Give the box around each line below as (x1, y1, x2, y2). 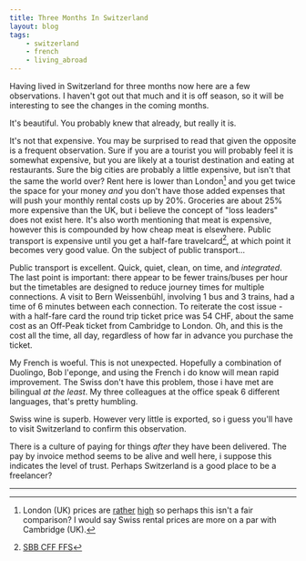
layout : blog (9, 22, 59, 31)
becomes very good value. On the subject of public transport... (9, 245, 246, 256)
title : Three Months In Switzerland (9, 13, 148, 23)
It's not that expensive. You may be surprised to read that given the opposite (9, 136, 297, 146)
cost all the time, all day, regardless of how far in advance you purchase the (9, 330, 293, 342)
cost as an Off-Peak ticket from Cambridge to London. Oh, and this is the (9, 321, 284, 331)
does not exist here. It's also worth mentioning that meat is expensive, (9, 214, 272, 225)
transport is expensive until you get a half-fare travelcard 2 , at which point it (9, 233, 291, 246)
